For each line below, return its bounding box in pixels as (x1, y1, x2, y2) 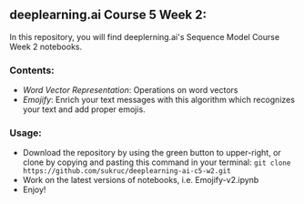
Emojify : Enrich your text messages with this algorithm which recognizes (22, 95, 296, 106)
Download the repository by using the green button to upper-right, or (22, 148, 282, 158)
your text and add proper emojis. (22, 104, 146, 115)
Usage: (9, 127, 43, 139)
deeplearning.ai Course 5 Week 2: (9, 7, 208, 23)
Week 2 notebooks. (9, 41, 83, 52)
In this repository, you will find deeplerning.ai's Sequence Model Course (9, 31, 280, 42)
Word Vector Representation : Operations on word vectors (22, 85, 238, 96)
